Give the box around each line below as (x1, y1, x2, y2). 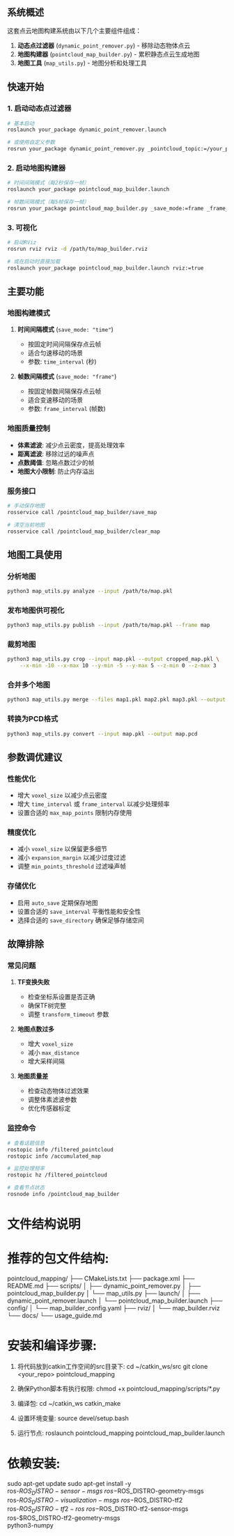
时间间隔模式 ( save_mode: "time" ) (17, 325, 114, 334)
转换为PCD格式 (7, 714, 58, 724)
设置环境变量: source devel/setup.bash (17, 1413, 129, 1422)
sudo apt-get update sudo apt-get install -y (7, 1479, 132, 1487)
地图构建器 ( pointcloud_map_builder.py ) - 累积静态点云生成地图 (17, 49, 200, 58)
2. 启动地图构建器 (7, 163, 66, 173)
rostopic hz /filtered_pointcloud (7, 1172, 108, 1179)
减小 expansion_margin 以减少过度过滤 (17, 853, 127, 862)
